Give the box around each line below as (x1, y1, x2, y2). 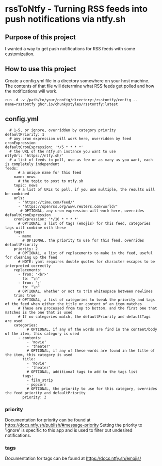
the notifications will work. (5, 88, 58, 94)
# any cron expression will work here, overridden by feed (9, 136, 131, 141)
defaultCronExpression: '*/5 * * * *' (5, 144, 83, 150)
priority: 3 (22, 395, 47, 400)
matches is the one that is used (5, 310, 73, 315)
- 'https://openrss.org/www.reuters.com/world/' (17, 204, 118, 209)
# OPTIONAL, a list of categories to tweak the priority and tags (17, 297, 155, 302)
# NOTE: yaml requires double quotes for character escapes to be (17, 259, 155, 264)
